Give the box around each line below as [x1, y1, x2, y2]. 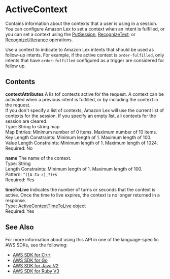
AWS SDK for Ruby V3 [12, 268, 59, 274]
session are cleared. [5, 118, 48, 124]
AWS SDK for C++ [12, 252, 51, 258]
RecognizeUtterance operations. [5, 37, 73, 43]
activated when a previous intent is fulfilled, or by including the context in [5, 96, 158, 102]
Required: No [5, 145, 33, 151]
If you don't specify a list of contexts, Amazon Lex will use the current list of [5, 107, 164, 113]
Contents [5, 77, 36, 86]
